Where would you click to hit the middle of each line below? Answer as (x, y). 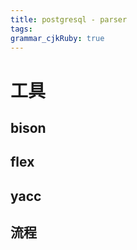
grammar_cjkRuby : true (57, 38)
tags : (21, 29)
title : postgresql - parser (69, 19)
